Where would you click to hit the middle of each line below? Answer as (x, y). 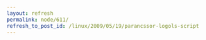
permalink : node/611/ (38, 20)
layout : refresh (30, 13)
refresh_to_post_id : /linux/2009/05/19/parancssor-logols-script (103, 26)
